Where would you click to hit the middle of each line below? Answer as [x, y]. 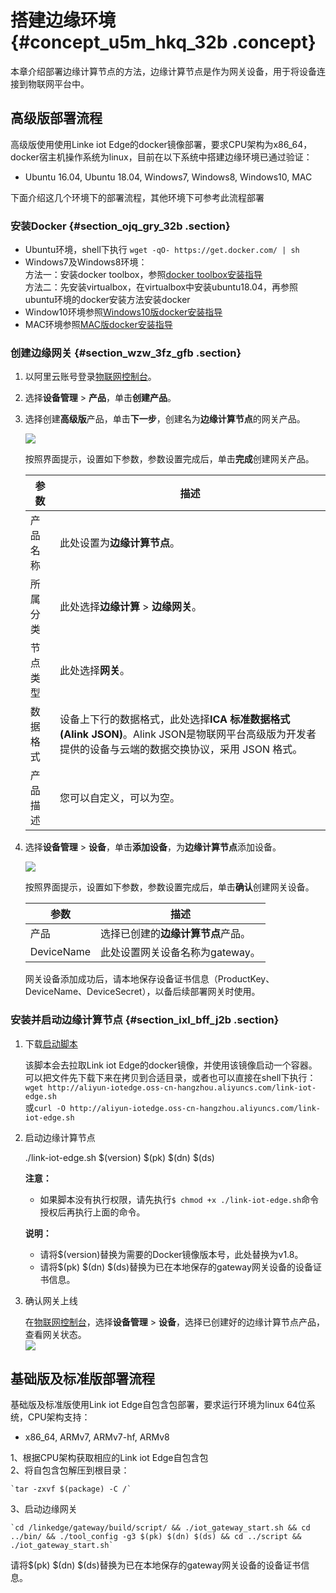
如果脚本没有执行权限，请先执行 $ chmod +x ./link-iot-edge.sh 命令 [179, 1199]
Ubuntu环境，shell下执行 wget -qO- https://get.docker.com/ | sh [162, 250]
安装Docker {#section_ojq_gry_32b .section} [120, 226]
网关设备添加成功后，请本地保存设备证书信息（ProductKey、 [149, 979]
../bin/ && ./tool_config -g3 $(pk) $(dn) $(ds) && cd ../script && [156, 1537]
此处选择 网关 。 [95, 671]
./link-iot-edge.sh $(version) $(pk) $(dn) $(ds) [119, 1157]
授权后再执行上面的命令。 [92, 1212]
